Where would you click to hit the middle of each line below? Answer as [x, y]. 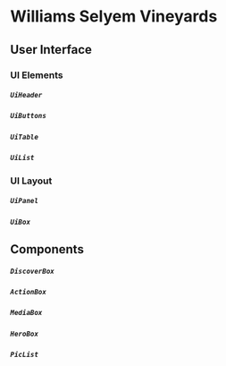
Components [47, 249]
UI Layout [31, 181]
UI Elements [37, 75]
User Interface [51, 50]
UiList [22, 158]
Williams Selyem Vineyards [114, 17]
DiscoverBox [32, 271]
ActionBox [29, 292]
